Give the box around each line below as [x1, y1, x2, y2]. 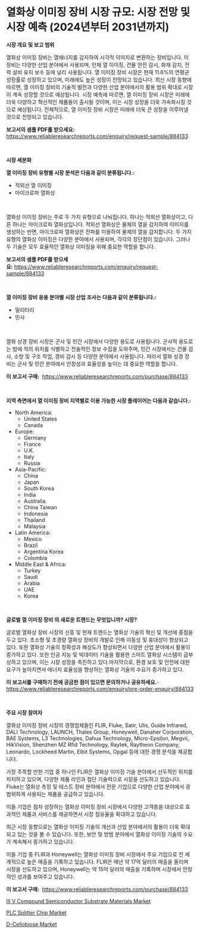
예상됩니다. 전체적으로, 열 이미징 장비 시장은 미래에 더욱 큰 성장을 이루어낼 [17, 105, 189, 113]
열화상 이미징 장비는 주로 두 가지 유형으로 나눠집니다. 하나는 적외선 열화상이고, [6, 213, 187, 220]
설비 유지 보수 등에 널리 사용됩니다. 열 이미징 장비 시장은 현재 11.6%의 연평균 [12, 68, 189, 76]
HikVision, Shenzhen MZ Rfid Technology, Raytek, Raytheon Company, [6, 741, 180, 748]
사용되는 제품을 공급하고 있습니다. [26, 790, 105, 797]
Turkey [23, 566, 41, 574]
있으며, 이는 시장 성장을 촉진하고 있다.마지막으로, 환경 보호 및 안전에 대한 [21, 658, 190, 665]
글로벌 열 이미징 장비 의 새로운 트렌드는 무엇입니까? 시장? [6, 616, 137, 623]
